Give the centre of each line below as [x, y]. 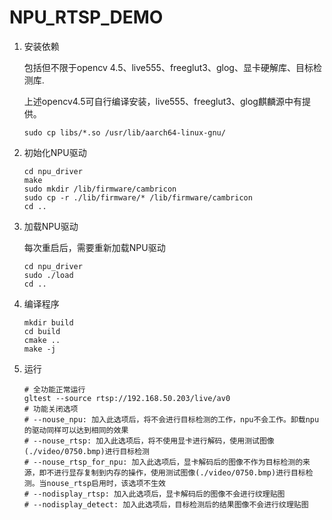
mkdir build [48, 322]
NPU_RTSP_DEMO [86, 17]
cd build [42, 331]
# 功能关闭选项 [51, 409]
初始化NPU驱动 [55, 152]
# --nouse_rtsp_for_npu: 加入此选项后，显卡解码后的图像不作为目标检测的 [163, 462]
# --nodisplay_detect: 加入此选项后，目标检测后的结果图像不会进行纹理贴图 [166, 504]
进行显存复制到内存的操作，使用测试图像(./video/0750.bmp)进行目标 [179, 472]
